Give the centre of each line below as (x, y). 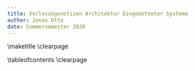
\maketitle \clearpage (38, 47)
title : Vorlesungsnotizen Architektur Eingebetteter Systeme (98, 14)
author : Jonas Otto (36, 20)
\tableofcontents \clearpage (47, 60)
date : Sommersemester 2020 (46, 26)
